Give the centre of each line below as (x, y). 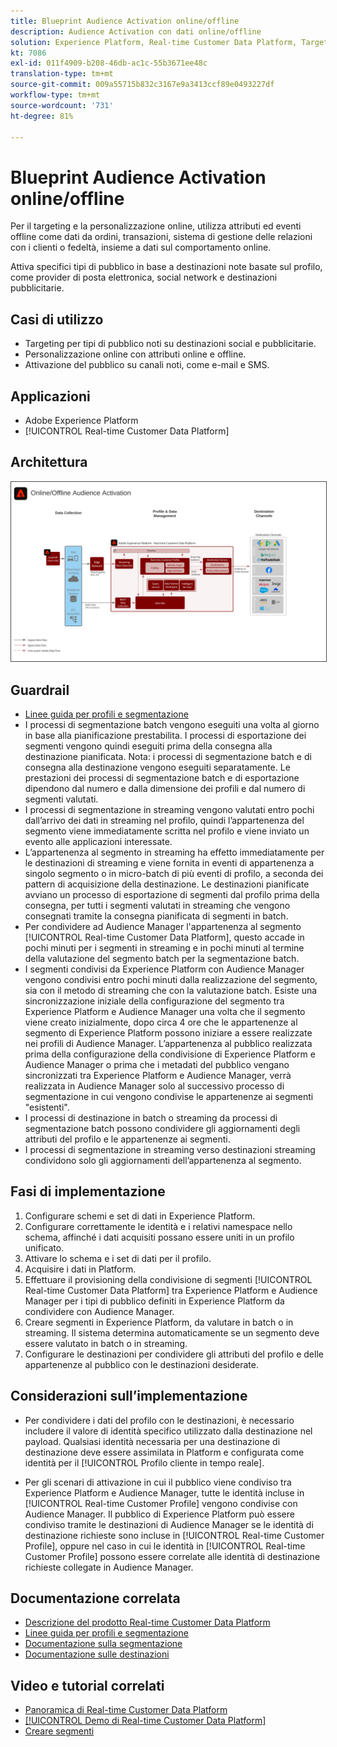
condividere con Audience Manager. (99, 1311)
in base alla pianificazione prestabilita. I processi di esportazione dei (165, 735)
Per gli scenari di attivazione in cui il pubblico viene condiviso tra (158, 1482)
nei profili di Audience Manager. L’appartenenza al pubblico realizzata (168, 1043)
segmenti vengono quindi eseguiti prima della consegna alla (148, 746)
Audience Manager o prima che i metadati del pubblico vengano (157, 1064)
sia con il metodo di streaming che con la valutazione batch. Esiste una (171, 990)
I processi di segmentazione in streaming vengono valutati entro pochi (169, 809)
